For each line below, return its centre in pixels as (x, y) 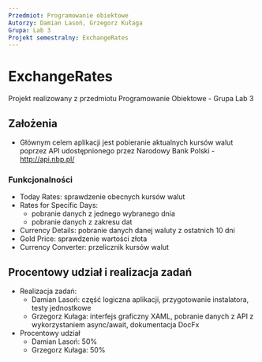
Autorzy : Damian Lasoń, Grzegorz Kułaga (76, 23)
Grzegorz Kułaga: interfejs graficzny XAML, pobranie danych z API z (142, 316)
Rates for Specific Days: (59, 206)
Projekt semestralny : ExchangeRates (68, 38)
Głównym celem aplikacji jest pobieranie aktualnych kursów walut (126, 142)
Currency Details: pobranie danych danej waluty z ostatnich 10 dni (127, 231)
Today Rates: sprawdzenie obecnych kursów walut (102, 197)
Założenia (33, 123)
